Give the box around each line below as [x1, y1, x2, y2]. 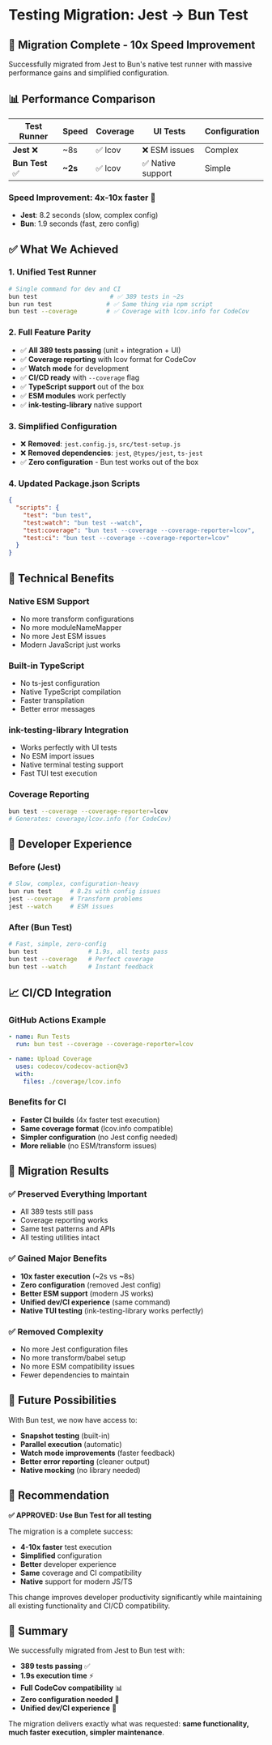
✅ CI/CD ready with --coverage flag [19, 372, 140, 382]
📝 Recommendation [8, 1488, 109, 1503]
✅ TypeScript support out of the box [19, 381, 144, 391]
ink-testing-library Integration [8, 725, 130, 736]
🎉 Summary [8, 1624, 69, 1638]
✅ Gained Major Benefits [8, 1253, 108, 1264]
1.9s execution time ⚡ [19, 1671, 95, 1681]
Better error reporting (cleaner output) [19, 1456, 151, 1466]
